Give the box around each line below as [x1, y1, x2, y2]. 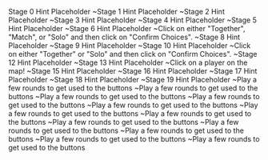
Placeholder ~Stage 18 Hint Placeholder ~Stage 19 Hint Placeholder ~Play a [8, 75, 258, 84]
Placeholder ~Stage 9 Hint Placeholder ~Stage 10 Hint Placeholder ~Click [8, 41, 251, 50]
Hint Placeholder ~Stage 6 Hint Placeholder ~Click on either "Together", [8, 24, 246, 33]
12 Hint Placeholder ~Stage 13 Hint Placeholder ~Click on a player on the [8, 58, 248, 67]
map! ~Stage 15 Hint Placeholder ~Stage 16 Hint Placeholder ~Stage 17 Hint [8, 66, 258, 75]
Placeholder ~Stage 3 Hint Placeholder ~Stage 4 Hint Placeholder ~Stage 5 [8, 15, 258, 25]
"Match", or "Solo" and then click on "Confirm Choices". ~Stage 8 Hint [8, 32, 241, 42]
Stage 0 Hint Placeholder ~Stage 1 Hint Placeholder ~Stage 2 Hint [8, 7, 226, 16]
